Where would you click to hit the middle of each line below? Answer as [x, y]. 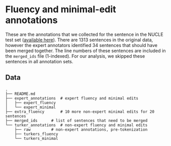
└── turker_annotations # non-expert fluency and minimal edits [76, 125]
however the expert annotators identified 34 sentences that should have [81, 45]
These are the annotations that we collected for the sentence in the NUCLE [84, 34]
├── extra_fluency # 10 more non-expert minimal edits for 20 [80, 112]
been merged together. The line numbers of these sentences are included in [85, 51]
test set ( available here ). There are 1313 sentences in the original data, [79, 40]
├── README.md [20, 94]
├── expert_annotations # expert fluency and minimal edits [72, 98]
